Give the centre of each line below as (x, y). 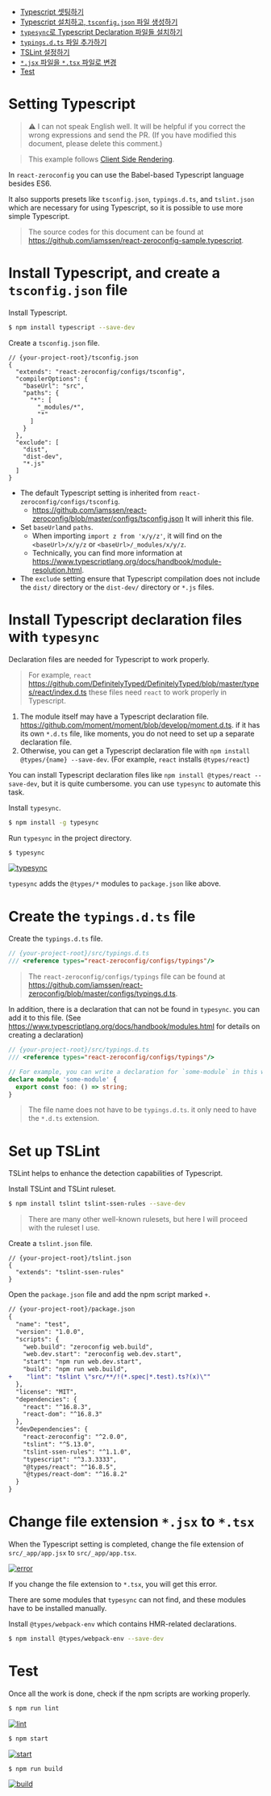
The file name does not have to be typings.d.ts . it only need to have (142, 1110)
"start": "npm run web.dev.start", (83, 1362)
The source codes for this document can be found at (116, 232)
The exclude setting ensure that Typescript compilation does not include (140, 578)
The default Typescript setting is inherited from (98, 493)
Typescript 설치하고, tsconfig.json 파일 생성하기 (99, 22)
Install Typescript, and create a (114, 273)
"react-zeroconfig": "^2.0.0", (75, 1437)
